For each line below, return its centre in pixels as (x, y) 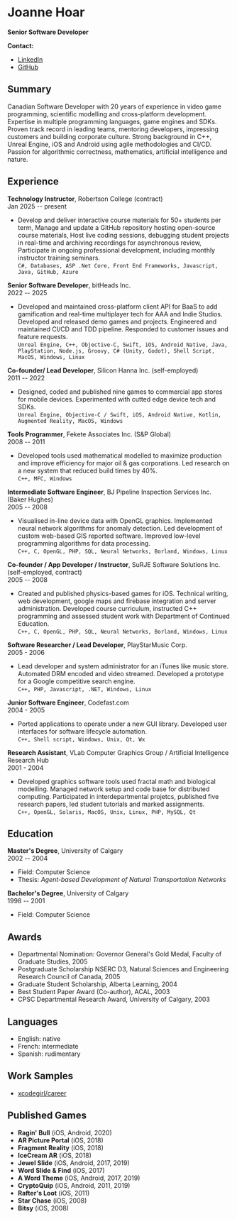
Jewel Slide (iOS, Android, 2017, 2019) (73, 1163)
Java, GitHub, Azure (48, 272)
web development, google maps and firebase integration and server (117, 601)
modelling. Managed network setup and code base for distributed (114, 789)
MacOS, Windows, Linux (51, 357)
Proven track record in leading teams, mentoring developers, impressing (113, 129)
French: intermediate (48, 1046)
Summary (29, 89)
